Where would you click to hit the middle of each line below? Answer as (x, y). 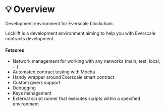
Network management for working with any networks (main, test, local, (86, 61)
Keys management (32, 93)
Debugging (24, 88)
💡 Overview (30, 9)
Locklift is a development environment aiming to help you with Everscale (80, 33)
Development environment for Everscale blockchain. (60, 23)
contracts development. (30, 38)
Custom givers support (36, 83)
